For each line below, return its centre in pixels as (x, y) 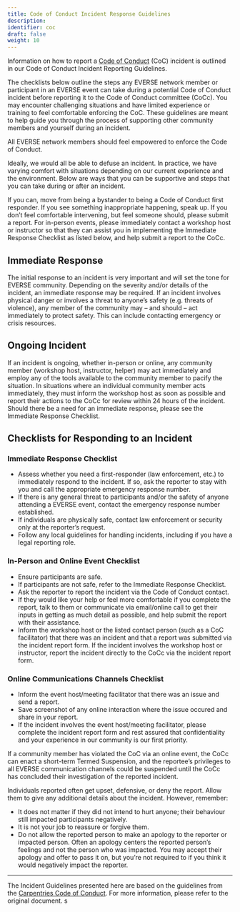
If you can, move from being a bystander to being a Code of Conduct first (115, 200)
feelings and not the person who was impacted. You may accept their (120, 850)
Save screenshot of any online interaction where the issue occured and (122, 710)
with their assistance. (49, 622)
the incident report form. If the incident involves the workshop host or (120, 645)
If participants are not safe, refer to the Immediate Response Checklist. (122, 584)
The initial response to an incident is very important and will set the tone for (119, 277)
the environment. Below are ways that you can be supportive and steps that (119, 179)
